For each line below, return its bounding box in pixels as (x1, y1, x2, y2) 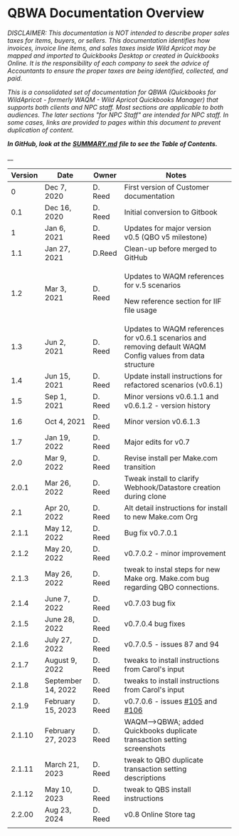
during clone (124, 491, 166, 501)
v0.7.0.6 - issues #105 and (124, 696, 218, 706)
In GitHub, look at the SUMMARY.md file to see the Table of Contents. (7, 139, 218, 148)
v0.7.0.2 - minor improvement (124, 548, 226, 558)
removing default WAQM (124, 341, 206, 351)
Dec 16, (45, 202, 72, 212)
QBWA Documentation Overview (7, 5, 205, 21)
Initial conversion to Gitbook (124, 207, 218, 217)
